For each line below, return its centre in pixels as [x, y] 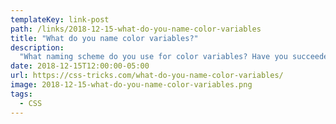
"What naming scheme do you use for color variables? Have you [153, 57]
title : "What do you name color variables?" [104, 38]
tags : [21, 94]
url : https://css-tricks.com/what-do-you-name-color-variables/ [147, 76]
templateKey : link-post [60, 19]
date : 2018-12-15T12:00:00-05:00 [80, 66]
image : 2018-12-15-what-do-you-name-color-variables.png [131, 85]
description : [37, 47]
